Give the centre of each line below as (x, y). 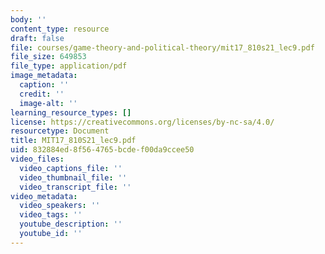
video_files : (37, 159)
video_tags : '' (51, 215)
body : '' (28, 19)
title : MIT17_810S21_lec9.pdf (73, 141)
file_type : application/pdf (69, 66)
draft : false (37, 38)
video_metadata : (44, 196)
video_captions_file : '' (71, 168)
